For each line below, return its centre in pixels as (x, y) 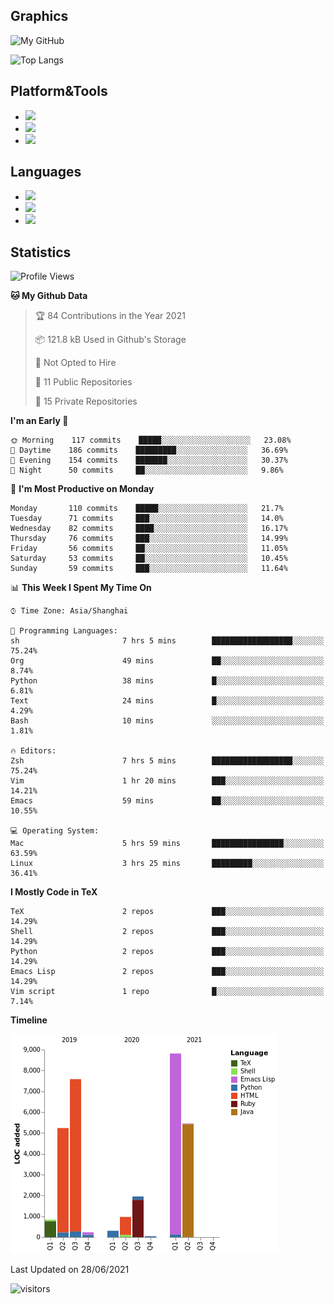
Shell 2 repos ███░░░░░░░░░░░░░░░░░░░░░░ (167, 932)
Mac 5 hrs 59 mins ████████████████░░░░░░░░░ (167, 844)
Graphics (39, 16)
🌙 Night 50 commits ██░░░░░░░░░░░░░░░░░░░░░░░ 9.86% (147, 470)
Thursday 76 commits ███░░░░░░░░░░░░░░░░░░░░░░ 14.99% (149, 539)
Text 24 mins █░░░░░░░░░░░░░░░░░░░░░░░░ (167, 701)
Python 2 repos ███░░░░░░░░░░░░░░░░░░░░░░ (167, 952)
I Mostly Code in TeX (54, 892)
